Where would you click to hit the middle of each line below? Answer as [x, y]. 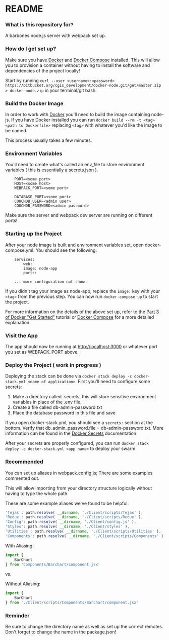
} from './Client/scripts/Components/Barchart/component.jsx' [72, 603]
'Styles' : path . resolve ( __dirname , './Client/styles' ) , [67, 527]
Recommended [24, 462]
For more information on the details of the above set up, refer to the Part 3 [82, 312]
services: [25, 259]
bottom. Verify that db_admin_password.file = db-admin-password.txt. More [84, 428]
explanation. [18, 322]
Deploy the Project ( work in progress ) [53, 365]
